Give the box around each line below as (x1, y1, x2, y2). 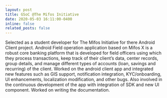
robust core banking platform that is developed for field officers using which (5, 50, 162, 56)
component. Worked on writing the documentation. (5, 87, 110, 93)
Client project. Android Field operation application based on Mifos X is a (5, 45, 153, 51)
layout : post (5, 7, 32, 12)
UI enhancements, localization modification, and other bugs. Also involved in (5, 77, 163, 83)
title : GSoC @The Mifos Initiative (5, 12, 79, 17)
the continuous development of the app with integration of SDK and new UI (5, 82, 160, 88)
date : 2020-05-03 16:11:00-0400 (5, 16, 72, 21)
